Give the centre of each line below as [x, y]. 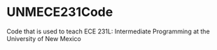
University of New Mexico [44, 38]
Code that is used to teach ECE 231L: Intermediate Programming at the [108, 31]
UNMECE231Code [60, 12]
